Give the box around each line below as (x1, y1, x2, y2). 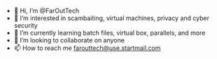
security (13, 22, 38, 29)
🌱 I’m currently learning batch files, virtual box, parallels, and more (13, 28, 206, 37)
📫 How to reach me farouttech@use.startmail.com (13, 44, 161, 52)
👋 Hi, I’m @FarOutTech (13, 7, 80, 15)
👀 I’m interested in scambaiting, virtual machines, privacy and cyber (13, 14, 210, 22)
